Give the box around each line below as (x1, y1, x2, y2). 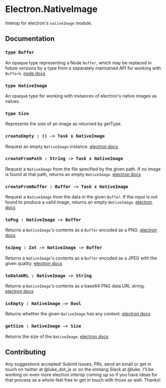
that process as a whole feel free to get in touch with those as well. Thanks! (5, 377, 161, 383)
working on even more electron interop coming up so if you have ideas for (5, 371, 157, 378)
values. (5, 98, 20, 104)
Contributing (5, 347, 46, 356)
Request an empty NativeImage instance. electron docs (5, 143, 118, 149)
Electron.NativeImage (5, 3, 98, 15)
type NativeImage (5, 82, 47, 88)
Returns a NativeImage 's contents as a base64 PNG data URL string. (5, 283, 145, 288)
